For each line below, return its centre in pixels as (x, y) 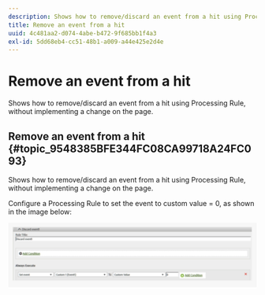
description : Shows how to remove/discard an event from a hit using (125, 17)
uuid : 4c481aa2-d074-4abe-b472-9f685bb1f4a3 (82, 33)
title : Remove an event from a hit (67, 25)
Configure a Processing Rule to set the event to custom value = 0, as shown (131, 203)
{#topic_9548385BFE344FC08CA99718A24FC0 (130, 148)
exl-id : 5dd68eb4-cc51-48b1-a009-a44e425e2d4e (86, 42)
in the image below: (40, 212)
